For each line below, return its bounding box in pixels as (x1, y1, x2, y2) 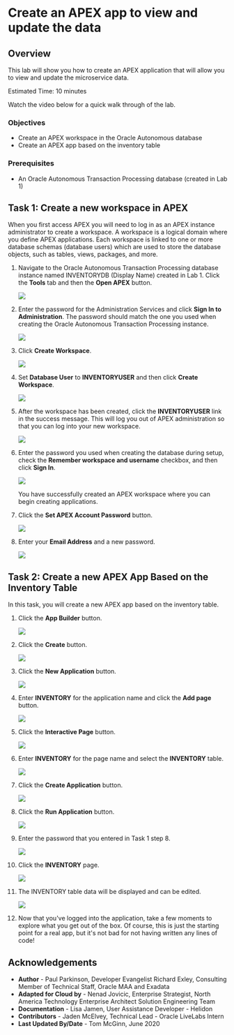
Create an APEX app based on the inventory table (17, 141, 161, 149)
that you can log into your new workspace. (17, 422, 141, 431)
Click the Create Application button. (17, 781, 123, 789)
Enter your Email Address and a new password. (17, 537, 155, 546)
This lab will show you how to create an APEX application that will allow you (8, 66, 225, 74)
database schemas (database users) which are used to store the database (8, 243, 221, 251)
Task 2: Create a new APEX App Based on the (8, 571, 209, 583)
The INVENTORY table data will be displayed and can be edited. (17, 888, 201, 896)
